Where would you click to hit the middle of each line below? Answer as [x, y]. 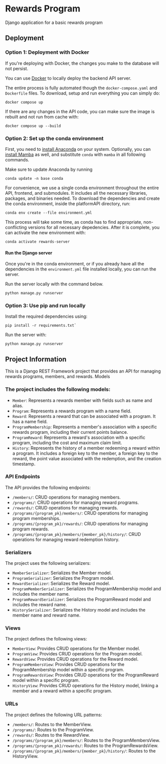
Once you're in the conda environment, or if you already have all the [75, 264]
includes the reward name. [40, 605]
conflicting [16, 227]
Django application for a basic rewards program [54, 22]
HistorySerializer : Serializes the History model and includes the [79, 610]
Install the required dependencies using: [46, 316]
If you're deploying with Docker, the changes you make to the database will [82, 63]
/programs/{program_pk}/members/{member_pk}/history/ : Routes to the [84, 751]
